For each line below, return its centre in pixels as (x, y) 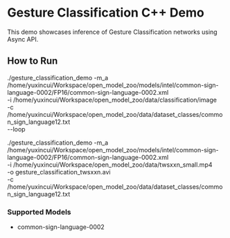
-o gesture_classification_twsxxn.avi (59, 172)
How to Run (33, 61)
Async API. (23, 39)
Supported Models (39, 212)
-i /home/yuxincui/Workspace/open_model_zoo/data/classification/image (112, 100)
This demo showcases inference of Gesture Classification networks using (112, 32)
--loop (16, 129)
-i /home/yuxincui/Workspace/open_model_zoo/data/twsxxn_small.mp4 (110, 165)
